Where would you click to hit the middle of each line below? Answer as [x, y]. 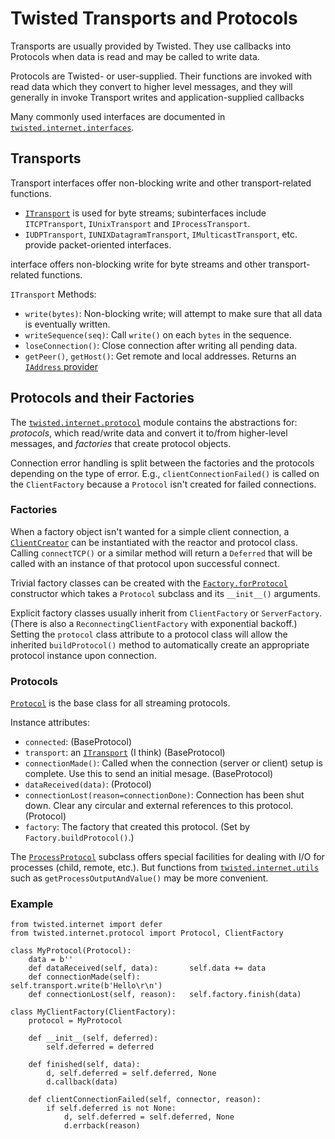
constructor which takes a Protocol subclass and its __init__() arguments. [165, 593]
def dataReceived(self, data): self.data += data [147, 968]
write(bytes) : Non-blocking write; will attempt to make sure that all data [173, 313]
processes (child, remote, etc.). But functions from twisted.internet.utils [165, 868]
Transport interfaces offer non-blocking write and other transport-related [161, 183]
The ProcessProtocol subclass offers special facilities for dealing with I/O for [167, 857]
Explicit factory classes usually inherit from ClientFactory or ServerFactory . [166, 613]
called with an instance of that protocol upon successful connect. [145, 563]
